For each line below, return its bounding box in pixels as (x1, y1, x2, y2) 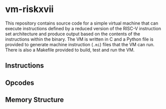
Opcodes (5, 78, 34, 87)
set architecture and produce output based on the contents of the (5, 31, 140, 37)
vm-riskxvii (5, 4, 54, 15)
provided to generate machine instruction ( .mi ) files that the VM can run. (5, 41, 155, 47)
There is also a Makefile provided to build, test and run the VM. (5, 47, 135, 53)
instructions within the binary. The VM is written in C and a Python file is (5, 36, 153, 42)
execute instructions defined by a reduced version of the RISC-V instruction (5, 25, 161, 31)
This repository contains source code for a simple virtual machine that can (5, 20, 158, 26)
